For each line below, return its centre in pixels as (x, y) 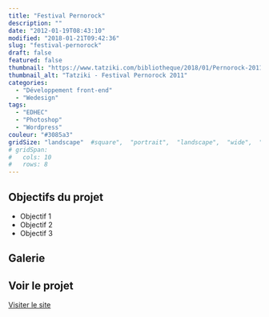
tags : (17, 105)
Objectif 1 (36, 216)
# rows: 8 (28, 165)
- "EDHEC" (32, 113)
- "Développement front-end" (64, 90)
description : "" (35, 23)
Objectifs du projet (56, 197)
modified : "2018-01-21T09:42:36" (64, 38)
